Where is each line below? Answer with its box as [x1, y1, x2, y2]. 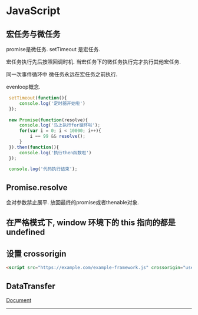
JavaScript [6, 4, 61, 18]
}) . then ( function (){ [8, 144, 60, 150]
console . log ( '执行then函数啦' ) [19, 150, 92, 155]
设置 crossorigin [6, 248, 67, 258]
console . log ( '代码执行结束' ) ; [8, 166, 78, 172]
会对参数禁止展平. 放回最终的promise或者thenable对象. [6, 199, 140, 206]
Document [6, 296, 32, 304]
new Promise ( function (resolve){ [8, 117, 88, 123]
